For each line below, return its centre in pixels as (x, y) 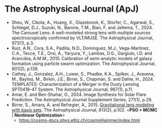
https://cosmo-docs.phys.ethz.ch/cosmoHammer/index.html (79, 120)
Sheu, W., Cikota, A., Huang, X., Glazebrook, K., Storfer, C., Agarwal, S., (83, 22)
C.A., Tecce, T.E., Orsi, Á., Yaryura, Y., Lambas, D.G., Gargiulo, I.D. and (82, 53)
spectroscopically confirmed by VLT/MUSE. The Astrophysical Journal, (82, 38)
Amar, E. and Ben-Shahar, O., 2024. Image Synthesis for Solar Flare (79, 94)
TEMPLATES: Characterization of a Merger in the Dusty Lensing (75, 84)
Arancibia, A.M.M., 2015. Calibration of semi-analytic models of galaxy (82, 58)
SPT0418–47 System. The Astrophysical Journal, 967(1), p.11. (72, 89)
